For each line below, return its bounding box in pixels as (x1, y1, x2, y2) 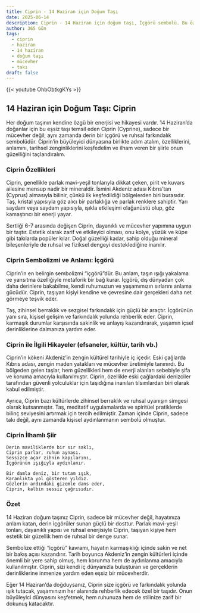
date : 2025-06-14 (6, 14, 49, 20)
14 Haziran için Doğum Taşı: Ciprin (6, 103, 136, 113)
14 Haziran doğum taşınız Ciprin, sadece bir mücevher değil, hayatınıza (6, 514, 180, 521)
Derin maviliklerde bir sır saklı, (6, 444, 95, 450)
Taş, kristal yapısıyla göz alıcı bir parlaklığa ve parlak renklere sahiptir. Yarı (6, 198, 188, 206)
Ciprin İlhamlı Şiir (6, 431, 57, 439)
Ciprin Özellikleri (6, 165, 55, 173)
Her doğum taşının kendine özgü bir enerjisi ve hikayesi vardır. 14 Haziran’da (6, 119, 193, 126)
